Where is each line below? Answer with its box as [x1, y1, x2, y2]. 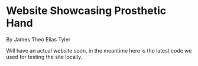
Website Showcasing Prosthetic [6, 4, 167, 18]
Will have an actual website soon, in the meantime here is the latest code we [6, 47, 192, 54]
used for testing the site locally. [6, 53, 83, 60]
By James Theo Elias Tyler [6, 36, 71, 43]
